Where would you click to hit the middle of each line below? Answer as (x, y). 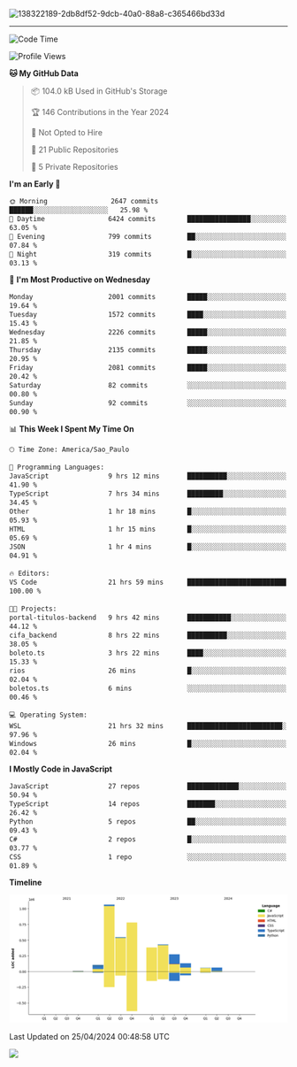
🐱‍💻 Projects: (33, 609)
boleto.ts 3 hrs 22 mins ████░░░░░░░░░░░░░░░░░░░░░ (148, 653)
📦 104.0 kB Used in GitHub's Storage (99, 91)
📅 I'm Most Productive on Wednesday (80, 280)
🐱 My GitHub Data (44, 73)
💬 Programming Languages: (57, 467)
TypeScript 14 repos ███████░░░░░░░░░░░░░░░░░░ (148, 804)
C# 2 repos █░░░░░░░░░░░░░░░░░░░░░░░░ (148, 840)
